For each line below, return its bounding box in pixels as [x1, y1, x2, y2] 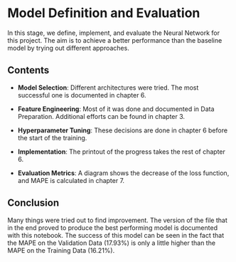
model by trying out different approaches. [7, 43, 129, 52]
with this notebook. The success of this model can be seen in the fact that [7, 231, 225, 239]
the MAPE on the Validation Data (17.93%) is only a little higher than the [7, 239, 215, 247]
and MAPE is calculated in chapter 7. [17, 176, 125, 184]
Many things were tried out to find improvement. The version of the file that [7, 216, 227, 224]
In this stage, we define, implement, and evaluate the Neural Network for [7, 28, 220, 37]
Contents [7, 64, 50, 76]
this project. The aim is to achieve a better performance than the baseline [7, 36, 222, 44]
